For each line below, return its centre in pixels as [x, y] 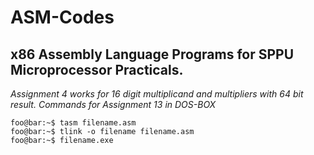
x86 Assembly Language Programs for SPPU [152, 54]
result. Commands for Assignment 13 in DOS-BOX [113, 104]
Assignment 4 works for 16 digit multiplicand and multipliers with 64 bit [157, 94]
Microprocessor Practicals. [97, 69]
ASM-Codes [62, 17]
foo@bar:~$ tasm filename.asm [73, 123]
